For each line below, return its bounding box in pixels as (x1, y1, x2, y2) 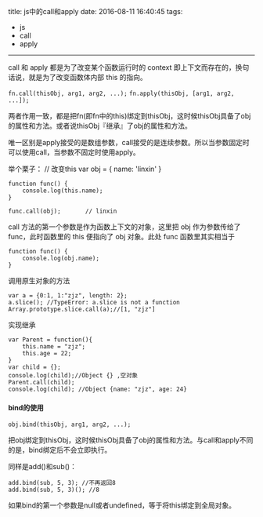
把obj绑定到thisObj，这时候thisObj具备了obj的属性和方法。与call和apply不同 (8, 435, 254, 445)
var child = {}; (8, 363, 61, 371)
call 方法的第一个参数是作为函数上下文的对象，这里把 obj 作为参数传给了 (8, 222, 241, 231)
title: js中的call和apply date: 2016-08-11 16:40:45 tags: (8, 7, 183, 16)
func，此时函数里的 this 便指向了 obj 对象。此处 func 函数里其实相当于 (8, 232, 236, 241)
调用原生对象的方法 (8, 276, 70, 285)
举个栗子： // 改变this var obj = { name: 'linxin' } (8, 164, 162, 173)
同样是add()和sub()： (8, 462, 77, 471)
